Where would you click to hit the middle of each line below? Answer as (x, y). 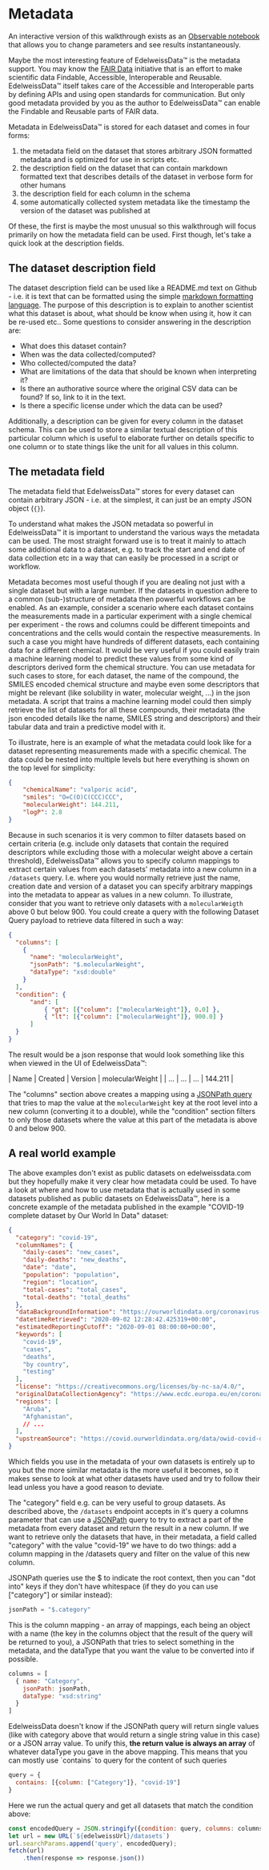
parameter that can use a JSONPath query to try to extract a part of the (126, 1520)
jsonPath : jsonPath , (57, 1689)
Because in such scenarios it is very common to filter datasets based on (127, 835)
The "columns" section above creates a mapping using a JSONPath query (130, 1094)
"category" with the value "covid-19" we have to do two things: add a (122, 1545)
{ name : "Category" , (50, 1681)
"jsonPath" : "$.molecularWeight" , (87, 965)
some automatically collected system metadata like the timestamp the (135, 202)
